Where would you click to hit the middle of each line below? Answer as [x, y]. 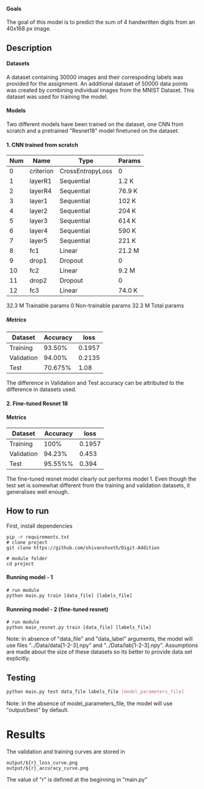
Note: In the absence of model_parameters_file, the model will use [89, 703]
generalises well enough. [38, 492]
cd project [20, 564]
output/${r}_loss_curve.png [42, 763]
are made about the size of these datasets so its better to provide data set [99, 652]
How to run [28, 511]
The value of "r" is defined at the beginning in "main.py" [77, 779]
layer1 [38, 201]
